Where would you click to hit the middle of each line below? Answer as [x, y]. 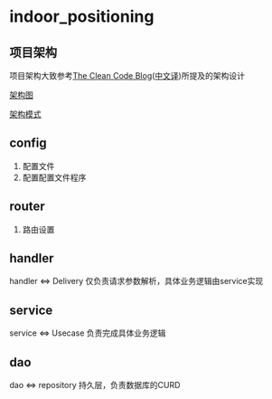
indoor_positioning [82, 17]
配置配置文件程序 [54, 177]
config [28, 143]
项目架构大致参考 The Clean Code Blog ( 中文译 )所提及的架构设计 [127, 76]
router [27, 207]
